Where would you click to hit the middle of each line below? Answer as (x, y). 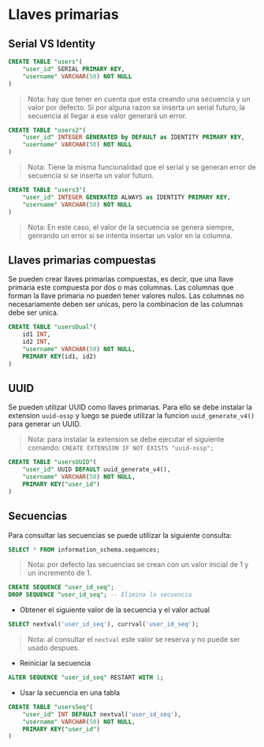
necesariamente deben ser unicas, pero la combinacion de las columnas (126, 304)
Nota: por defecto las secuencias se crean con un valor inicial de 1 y (138, 565)
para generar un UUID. (45, 424)
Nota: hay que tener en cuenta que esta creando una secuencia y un (139, 99)
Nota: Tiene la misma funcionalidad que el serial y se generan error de (141, 167)
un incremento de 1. (59, 573)
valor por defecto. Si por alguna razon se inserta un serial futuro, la (136, 107)
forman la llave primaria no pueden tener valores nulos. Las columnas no (126, 296)
